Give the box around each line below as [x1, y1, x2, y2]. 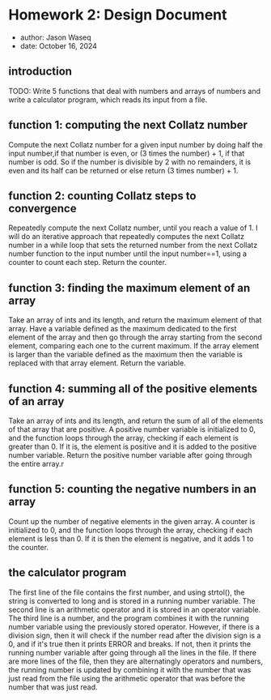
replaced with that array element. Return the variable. [8, 358, 186, 368]
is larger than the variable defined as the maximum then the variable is [8, 350, 243, 360]
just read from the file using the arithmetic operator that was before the [8, 673, 246, 683]
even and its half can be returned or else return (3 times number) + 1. [8, 165, 239, 175]
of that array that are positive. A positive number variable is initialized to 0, [8, 425, 256, 434]
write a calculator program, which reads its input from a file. [8, 95, 208, 105]
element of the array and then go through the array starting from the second [8, 332, 263, 342]
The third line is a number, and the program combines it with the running [8, 613, 249, 623]
